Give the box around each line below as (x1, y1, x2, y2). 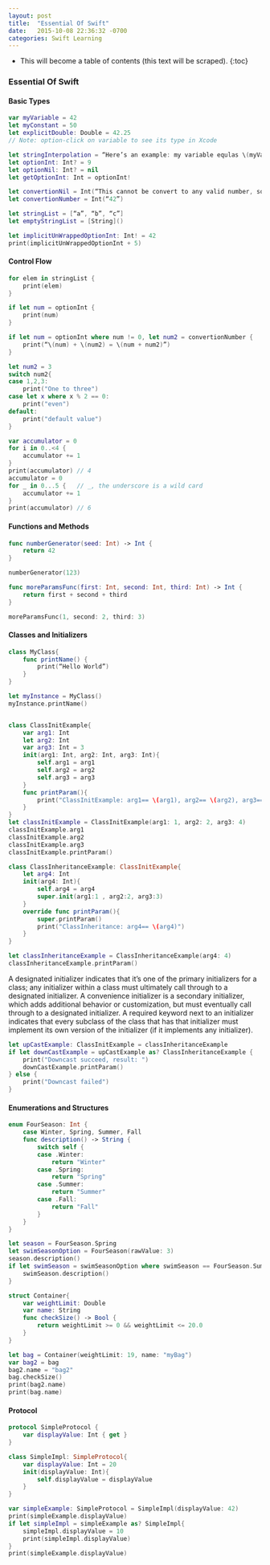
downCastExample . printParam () (22, 1063, 125, 1071)
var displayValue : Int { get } (22, 1431, 128, 1439)
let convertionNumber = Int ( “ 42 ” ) (8, 195, 125, 203)
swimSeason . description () (22, 1269, 110, 1277)
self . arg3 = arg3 (37, 773, 95, 782)
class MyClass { (8, 648, 59, 656)
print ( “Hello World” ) (37, 663, 110, 671)
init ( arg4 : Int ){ (22, 877, 81, 886)
